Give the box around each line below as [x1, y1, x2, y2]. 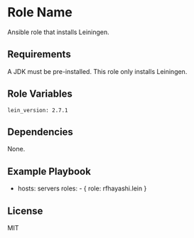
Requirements [7, 48, 71, 60]
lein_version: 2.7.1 [7, 107, 69, 114]
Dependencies [7, 126, 73, 138]
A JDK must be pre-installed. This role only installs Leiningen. [7, 67, 188, 75]
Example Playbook [7, 165, 91, 178]
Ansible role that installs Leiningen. [7, 28, 110, 36]
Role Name [7, 4, 72, 21]
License [7, 205, 43, 217]
